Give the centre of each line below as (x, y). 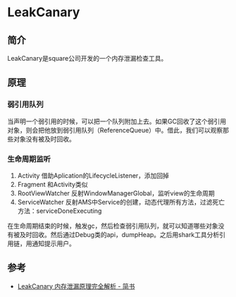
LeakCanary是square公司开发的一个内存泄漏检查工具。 (87, 58)
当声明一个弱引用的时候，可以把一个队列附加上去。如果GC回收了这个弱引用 (117, 121)
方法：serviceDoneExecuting (60, 211)
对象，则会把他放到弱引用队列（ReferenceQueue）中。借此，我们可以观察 (115, 130)
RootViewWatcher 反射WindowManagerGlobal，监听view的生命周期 (116, 193)
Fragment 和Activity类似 (52, 184)
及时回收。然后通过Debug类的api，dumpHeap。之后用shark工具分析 (119, 234)
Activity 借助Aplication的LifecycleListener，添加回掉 (93, 175)
